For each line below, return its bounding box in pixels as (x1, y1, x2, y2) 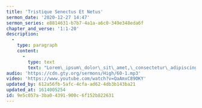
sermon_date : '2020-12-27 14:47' (6, 14, 90, 20)
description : (6, 31, 39, 37)
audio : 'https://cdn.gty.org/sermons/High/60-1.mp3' (6, 70, 141, 76)
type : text (28, 59, 55, 65)
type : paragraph (17, 43, 58, 49)
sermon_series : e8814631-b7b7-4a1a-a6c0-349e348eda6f (6, 20, 144, 26)
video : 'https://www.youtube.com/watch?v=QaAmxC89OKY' (6, 76, 147, 82)
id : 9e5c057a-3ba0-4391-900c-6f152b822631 (6, 92, 114, 98)
